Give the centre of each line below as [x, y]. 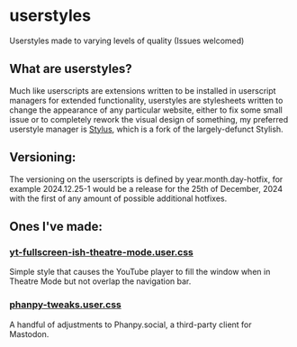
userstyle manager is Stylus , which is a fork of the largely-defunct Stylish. [146, 129]
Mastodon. [29, 333]
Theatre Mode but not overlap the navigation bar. [100, 281]
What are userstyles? [71, 69]
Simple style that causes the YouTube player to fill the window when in [140, 272]
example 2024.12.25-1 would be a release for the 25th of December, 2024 [146, 188]
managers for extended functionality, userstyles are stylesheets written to [146, 100]
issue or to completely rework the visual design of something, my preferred [149, 119]
